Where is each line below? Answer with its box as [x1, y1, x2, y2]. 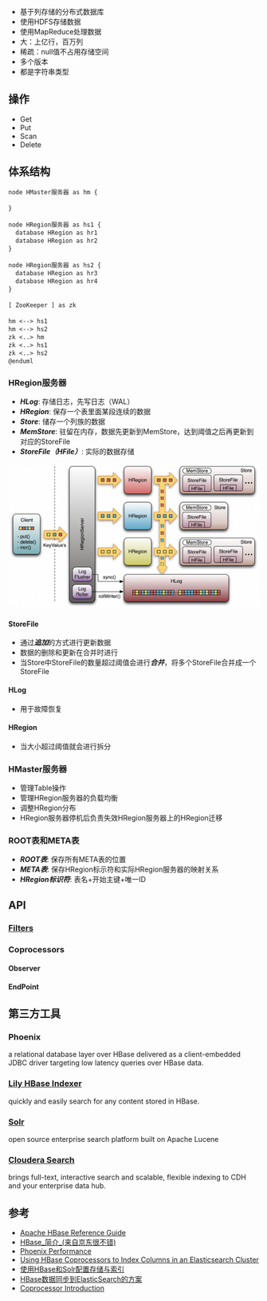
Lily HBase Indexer [8, 1078, 82, 1089]
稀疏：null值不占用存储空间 [19, 47, 109, 56]
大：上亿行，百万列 [19, 37, 84, 46]
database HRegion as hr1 [15, 229, 98, 237]
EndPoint [8, 982, 40, 992]
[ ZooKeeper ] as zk [8, 301, 77, 309]
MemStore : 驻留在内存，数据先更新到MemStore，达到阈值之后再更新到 [19, 426, 254, 436]
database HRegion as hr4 [15, 277, 98, 285]
